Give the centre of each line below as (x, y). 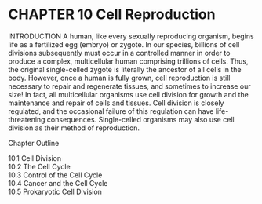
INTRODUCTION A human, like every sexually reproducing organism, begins (131, 36)
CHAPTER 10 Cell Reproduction (112, 15)
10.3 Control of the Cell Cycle (55, 175)
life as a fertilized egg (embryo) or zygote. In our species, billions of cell (124, 44)
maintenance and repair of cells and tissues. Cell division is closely (116, 103)
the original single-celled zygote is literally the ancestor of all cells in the (125, 69)
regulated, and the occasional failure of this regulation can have (111, 111)
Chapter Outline (34, 143)
